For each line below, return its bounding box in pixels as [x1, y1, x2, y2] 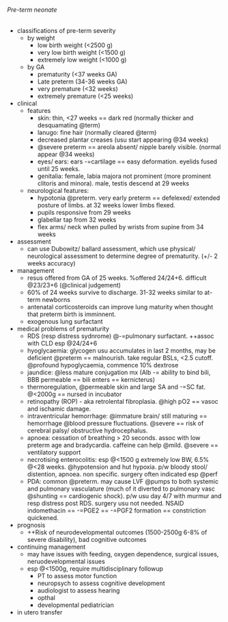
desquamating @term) [37, 121, 101, 129]
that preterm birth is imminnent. [27, 310, 116, 318]
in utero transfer [16, 608, 63, 617]
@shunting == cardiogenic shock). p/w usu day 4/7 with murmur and [27, 492, 222, 500]
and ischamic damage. [27, 404, 91, 413]
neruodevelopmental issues [27, 558, 106, 566]
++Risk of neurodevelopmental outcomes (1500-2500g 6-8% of [27, 528, 208, 536]
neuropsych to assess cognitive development [37, 579, 165, 588]
